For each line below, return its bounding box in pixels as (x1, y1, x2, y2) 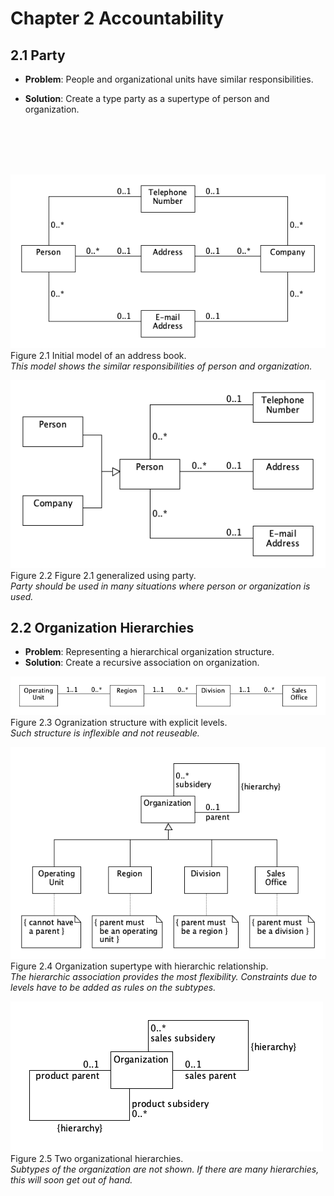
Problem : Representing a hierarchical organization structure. (24, 646, 275, 658)
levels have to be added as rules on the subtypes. (10, 982, 217, 994)
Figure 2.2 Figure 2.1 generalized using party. (10, 569, 197, 581)
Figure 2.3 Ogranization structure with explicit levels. (10, 717, 228, 729)
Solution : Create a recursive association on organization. (24, 657, 260, 669)
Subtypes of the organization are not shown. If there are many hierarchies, (10, 1163, 320, 1176)
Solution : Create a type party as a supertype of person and (24, 93, 270, 104)
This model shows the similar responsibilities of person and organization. (10, 360, 313, 372)
